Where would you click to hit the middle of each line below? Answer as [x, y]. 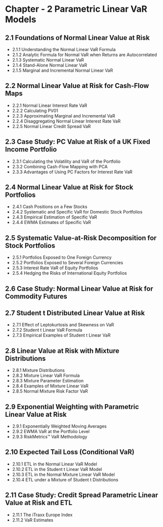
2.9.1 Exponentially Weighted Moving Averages [59, 426]
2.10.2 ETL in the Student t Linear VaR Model [57, 469]
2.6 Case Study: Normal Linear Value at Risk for [79, 289]
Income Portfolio [31, 149]
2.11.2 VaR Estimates [33, 520]
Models [21, 19]
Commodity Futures [36, 296]
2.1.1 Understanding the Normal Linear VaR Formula [64, 49]
